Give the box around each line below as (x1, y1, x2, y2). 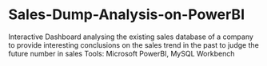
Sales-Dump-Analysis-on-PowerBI (8, 6, 245, 24)
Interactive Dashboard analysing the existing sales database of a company (8, 32, 254, 41)
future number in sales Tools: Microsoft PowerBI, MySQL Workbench (8, 49, 235, 58)
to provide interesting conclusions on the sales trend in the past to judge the (8, 40, 260, 49)
